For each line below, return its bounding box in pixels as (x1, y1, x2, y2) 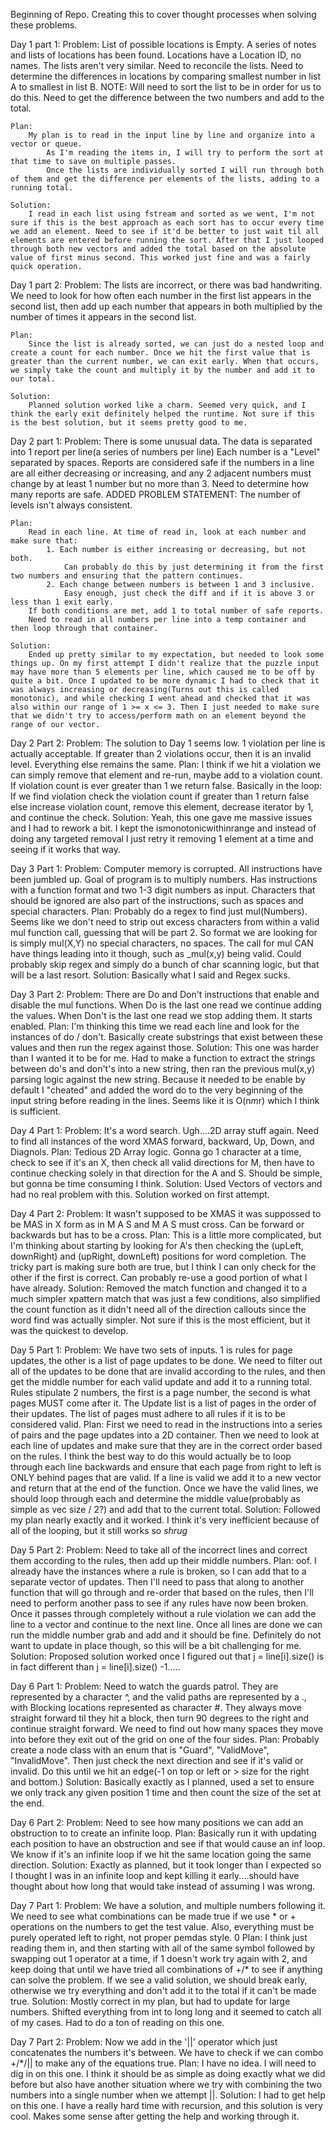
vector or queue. (10, 139, 83, 149)
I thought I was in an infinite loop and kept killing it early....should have (10, 1870, 300, 1881)
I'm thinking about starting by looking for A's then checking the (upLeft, (10, 1240, 304, 1251)
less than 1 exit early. (10, 597, 114, 607)
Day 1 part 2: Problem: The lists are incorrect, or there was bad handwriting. (10, 279, 323, 291)
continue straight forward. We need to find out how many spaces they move (10, 1723, 324, 1734)
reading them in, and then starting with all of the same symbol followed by (10, 1942, 316, 1954)
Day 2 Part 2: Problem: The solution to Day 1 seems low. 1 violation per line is (10, 737, 326, 749)
